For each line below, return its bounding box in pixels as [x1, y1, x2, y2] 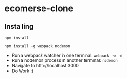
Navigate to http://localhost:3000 [11, 63, 79, 68]
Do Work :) [11, 68, 34, 74]
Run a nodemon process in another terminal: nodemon [11, 58, 118, 63]
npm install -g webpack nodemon [4, 44, 70, 49]
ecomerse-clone [4, 3, 74, 14]
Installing [4, 22, 34, 31]
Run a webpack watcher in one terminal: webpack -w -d [11, 52, 123, 58]
